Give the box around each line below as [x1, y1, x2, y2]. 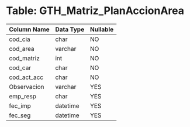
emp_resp [9, 92, 37, 100]
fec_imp [9, 101, 31, 109]
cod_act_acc [9, 73, 44, 81]
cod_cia [9, 35, 30, 43]
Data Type [55, 25, 85, 33]
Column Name [9, 25, 50, 33]
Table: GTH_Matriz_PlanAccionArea [6, 4, 185, 18]
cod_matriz [9, 54, 40, 62]
